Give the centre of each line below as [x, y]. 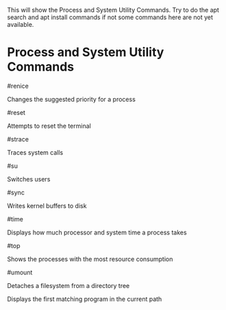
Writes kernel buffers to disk [47, 206]
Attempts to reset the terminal [49, 126]
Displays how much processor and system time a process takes [97, 232]
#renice [18, 86]
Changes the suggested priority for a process [71, 99]
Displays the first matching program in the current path [85, 299]
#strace [18, 139]
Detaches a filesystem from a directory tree [68, 285]
